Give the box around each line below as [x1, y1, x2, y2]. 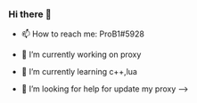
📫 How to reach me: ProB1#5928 [21, 28, 144, 39]
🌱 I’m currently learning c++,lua [21, 67, 137, 77]
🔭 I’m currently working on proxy [21, 49, 142, 60]
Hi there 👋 [8, 8, 53, 20]
